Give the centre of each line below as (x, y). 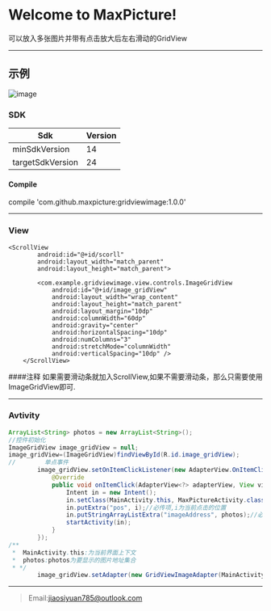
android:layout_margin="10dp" (102, 311)
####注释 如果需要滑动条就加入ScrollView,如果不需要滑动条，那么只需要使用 (136, 377)
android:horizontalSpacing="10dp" (109, 332)
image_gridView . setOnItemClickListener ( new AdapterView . (135, 470)
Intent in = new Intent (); (111, 492)
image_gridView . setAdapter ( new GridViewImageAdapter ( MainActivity (151, 575)
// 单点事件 (39, 462)
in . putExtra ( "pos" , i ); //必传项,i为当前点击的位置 (146, 508)
